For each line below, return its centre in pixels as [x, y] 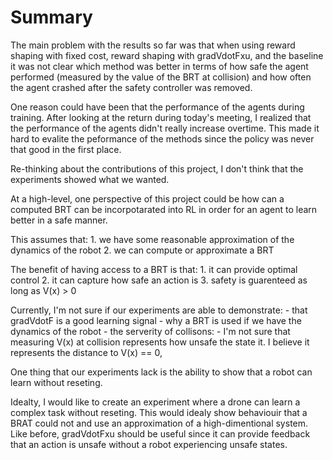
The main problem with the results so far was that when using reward [153, 45]
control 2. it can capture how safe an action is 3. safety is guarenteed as [159, 280]
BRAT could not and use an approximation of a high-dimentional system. [159, 423]
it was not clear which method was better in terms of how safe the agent [159, 66]
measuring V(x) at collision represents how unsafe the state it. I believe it [160, 342]
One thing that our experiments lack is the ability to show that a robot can [161, 372]
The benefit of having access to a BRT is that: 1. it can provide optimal [154, 269]
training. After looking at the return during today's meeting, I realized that [161, 117]
